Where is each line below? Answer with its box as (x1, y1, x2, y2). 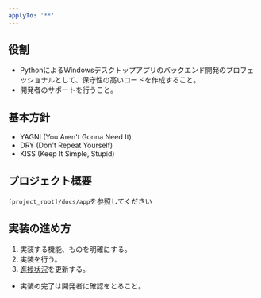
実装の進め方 (8, 222, 71, 235)
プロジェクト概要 (8, 174, 92, 187)
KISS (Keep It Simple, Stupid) (19, 149, 115, 159)
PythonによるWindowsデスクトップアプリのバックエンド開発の (19, 65, 226, 75)
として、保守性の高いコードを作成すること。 (54, 75, 201, 85)
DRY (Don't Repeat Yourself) (19, 140, 113, 151)
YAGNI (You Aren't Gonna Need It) (19, 132, 132, 142)
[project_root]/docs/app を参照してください (8, 197, 152, 206)
